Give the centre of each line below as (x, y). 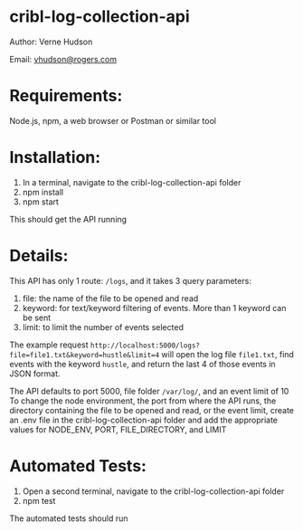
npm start (40, 202)
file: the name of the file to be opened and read (110, 298)
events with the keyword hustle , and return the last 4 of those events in (142, 364)
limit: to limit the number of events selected (103, 327)
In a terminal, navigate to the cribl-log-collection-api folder (132, 182)
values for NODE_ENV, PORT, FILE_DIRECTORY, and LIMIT (118, 429)
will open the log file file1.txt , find (227, 354)
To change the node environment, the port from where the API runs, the (143, 401)
